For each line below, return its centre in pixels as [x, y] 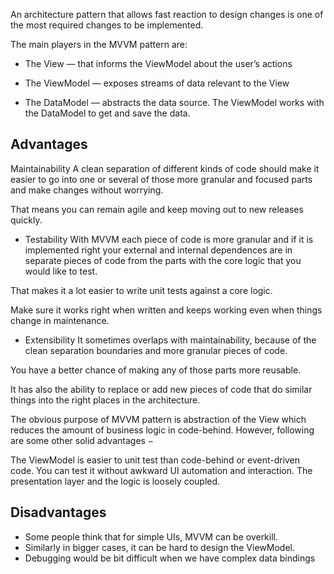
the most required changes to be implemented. [107, 25]
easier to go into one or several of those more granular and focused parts [161, 179]
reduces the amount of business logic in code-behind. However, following [162, 430]
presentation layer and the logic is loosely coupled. [115, 481]
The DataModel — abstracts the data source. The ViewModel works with [174, 102]
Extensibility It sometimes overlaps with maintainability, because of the [170, 340]
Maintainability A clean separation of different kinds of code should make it [165, 168]
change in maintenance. [60, 320]
